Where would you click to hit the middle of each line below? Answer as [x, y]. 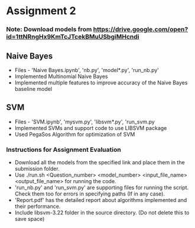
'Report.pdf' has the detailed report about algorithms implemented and [101, 200]
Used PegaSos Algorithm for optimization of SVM [75, 134]
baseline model [33, 89]
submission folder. [37, 169]
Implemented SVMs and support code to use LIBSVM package [91, 128]
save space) [30, 219]
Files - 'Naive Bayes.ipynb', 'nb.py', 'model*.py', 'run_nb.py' [87, 70]
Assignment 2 [41, 11]
